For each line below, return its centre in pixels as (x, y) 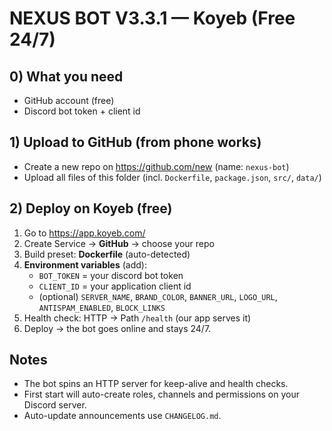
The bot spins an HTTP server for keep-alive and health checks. (156, 384)
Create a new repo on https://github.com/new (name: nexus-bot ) (156, 166)
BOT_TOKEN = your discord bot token (111, 275)
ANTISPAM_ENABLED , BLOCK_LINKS (102, 307)
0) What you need (66, 76)
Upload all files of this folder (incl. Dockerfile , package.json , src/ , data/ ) (172, 177)
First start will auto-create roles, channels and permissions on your (161, 394)
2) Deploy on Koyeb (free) (91, 208)
